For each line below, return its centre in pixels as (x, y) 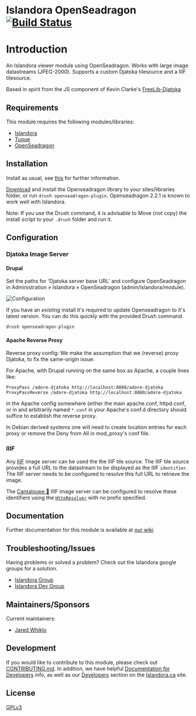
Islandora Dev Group (39, 586)
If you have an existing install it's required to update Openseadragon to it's (96, 310)
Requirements (32, 108)
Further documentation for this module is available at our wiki (80, 530)
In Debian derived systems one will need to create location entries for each (97, 427)
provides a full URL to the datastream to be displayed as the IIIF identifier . (97, 468)
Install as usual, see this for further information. (63, 178)
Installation (27, 164)
